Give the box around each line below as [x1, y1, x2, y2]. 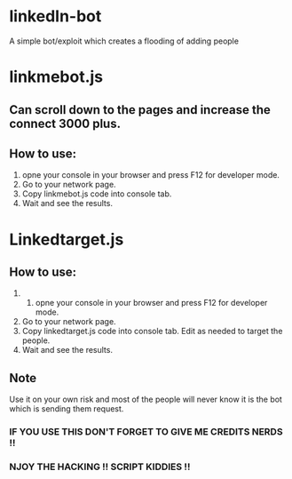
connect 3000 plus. [9, 116, 122, 131]
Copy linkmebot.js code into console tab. [21, 188, 172, 199]
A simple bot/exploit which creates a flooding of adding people [9, 36, 240, 46]
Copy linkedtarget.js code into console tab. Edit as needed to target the [21, 326, 283, 337]
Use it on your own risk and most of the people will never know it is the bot [9, 394, 282, 405]
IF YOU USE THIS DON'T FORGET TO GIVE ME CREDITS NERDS [9, 426, 283, 438]
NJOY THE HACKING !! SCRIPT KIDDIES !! [9, 460, 191, 473]
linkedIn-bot [9, 6, 102, 27]
